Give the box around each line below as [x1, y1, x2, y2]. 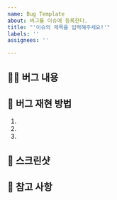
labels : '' [7, 30, 40, 38]
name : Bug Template [7, 10, 65, 18]
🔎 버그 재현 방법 [7, 98, 72, 110]
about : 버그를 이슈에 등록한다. [7, 17, 88, 24]
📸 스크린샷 [7, 154, 51, 167]
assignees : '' [7, 37, 50, 44]
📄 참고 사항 [7, 181, 53, 193]
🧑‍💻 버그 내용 [7, 71, 59, 83]
